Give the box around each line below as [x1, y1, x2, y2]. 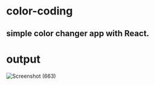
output [6, 52, 41, 66]
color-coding [6, 4, 73, 18]
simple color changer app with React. [6, 28, 150, 39]
